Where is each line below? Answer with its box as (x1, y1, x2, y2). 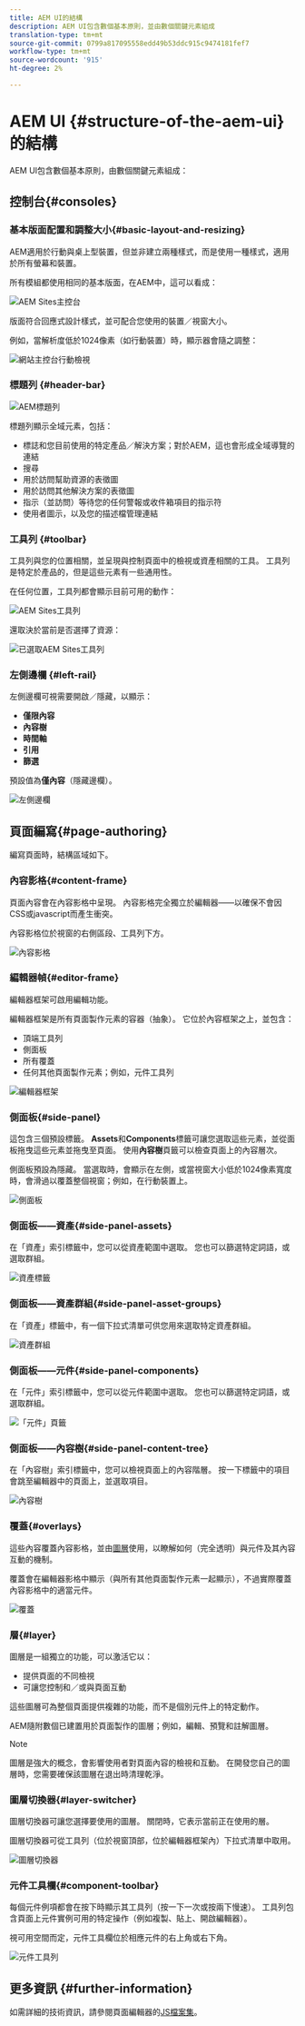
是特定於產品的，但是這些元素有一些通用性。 (9, 567, 177, 578)
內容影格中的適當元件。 (9, 1584, 97, 1595)
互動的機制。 (9, 1554, 57, 1564)
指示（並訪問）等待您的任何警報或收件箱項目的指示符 (22, 496, 222, 507)
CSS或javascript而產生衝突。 (9, 908, 118, 919)
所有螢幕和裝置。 (16, 257, 82, 268)
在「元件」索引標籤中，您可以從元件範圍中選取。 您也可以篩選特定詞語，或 (9, 1386, 290, 1397)
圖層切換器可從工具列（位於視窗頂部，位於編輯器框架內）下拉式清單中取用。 (9, 1835, 296, 1846)
